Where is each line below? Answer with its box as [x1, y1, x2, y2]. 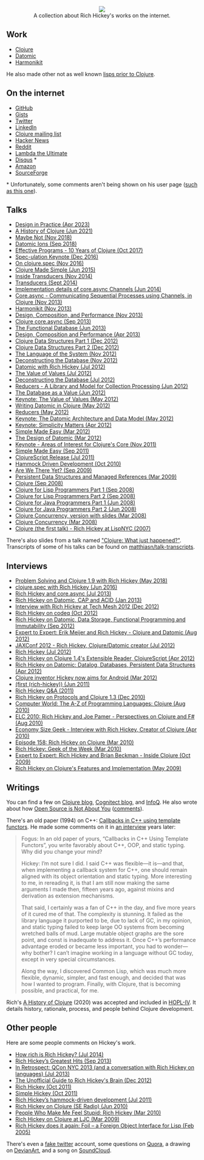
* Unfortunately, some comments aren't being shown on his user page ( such [6, 180, 198, 188]
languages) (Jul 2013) [15, 1070, 70, 1077]
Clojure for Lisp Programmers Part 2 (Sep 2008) [15, 493, 135, 500]
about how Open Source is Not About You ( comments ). [6, 805, 144, 812]
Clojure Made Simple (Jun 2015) [15, 266, 96, 273]
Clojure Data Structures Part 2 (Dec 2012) [15, 344, 120, 351]
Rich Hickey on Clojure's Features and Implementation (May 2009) [15, 765, 182, 772]
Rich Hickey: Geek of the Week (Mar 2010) [15, 745, 122, 753]
